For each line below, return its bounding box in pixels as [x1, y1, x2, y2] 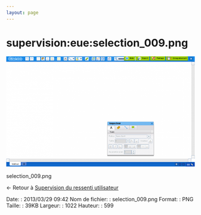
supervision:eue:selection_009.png [6, 36, 188, 50]
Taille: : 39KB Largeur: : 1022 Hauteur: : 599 [6, 202, 114, 209]
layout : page [6, 10, 39, 16]
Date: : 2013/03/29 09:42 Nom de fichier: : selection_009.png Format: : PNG [6, 195, 194, 202]
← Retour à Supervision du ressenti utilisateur [6, 184, 119, 191]
